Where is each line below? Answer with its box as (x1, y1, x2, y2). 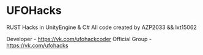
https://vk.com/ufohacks (6, 42, 68, 49)
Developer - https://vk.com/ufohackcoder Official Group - (6, 35, 152, 42)
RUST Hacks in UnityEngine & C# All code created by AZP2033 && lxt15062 (6, 24, 197, 31)
